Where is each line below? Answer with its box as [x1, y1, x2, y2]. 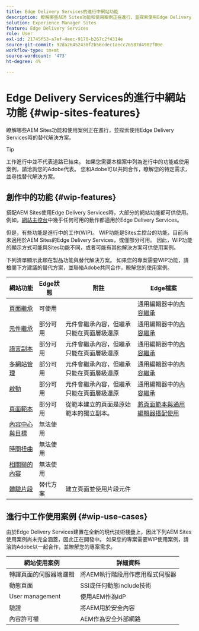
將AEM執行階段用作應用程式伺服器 [80, 570, 176, 579]
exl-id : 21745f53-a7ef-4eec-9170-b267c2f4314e [6, 36, 123, 42]
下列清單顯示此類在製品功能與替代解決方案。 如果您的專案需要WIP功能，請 [6, 257, 189, 264]
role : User [6, 31, 33, 37]
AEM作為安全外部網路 [80, 615, 141, 623]
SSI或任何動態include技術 [80, 582, 152, 590]
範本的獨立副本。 [65, 409, 114, 418]
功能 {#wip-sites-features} [6, 106, 141, 119]
